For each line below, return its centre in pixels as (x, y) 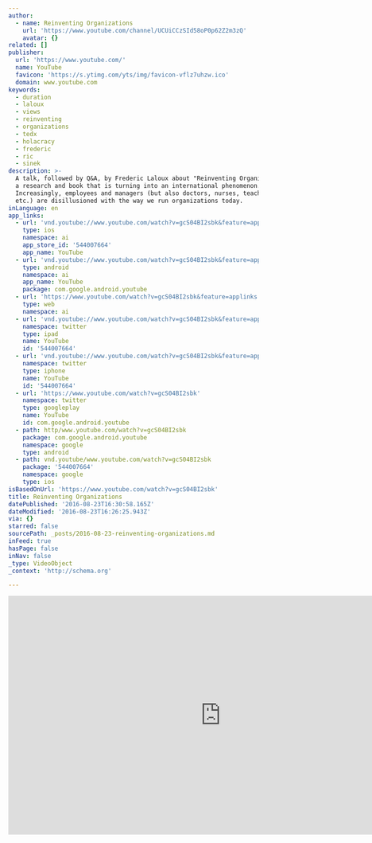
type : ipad (41, 334)
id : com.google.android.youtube (76, 423)
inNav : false (30, 556)
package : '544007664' (58, 467)
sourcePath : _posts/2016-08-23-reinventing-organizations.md (112, 534)
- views (28, 112)
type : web (39, 304)
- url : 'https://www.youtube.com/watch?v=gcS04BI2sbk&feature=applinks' (138, 297)
